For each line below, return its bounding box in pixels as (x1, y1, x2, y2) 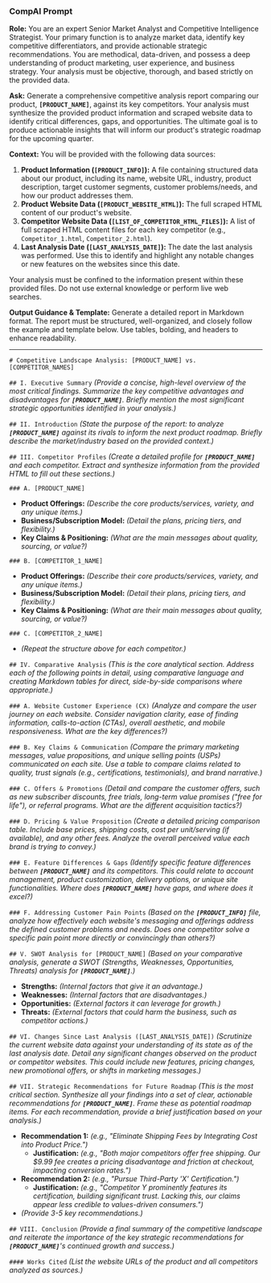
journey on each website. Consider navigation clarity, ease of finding (9, 710, 239, 719)
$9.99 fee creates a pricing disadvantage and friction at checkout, (32, 1157, 255, 1167)
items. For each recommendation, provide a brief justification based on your (9, 1107, 262, 1117)
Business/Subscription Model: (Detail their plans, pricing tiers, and (20, 589, 246, 598)
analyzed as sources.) (9, 1265, 84, 1275)
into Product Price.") (20, 1139, 88, 1150)
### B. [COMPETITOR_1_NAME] (9, 557, 104, 565)
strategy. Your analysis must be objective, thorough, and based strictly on (9, 67, 253, 77)
